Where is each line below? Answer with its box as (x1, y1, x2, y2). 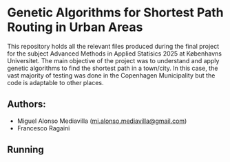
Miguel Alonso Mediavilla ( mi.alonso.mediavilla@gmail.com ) (17, 117, 187, 125)
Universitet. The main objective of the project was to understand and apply (7, 56, 220, 65)
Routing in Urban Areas (7, 19, 143, 35)
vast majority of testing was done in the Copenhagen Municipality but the (7, 71, 216, 80)
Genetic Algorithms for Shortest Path (7, 5, 224, 21)
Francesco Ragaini (17, 124, 70, 132)
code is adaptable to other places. (7, 78, 105, 86)
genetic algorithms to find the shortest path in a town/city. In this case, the (7, 64, 218, 72)
